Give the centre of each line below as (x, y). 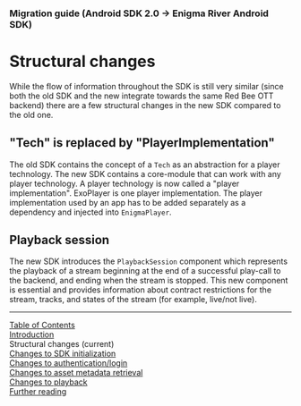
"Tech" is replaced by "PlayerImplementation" (142, 143)
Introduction (32, 334)
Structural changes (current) (62, 344)
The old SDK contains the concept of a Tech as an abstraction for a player (145, 165)
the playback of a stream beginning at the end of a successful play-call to (145, 271)
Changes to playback (48, 382)
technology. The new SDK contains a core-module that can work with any (146, 173)
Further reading (38, 392)
